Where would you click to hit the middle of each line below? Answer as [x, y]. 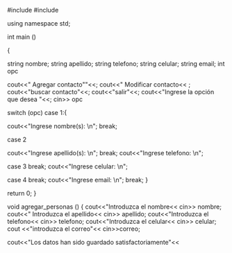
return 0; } [22, 193]
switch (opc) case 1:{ [37, 113]
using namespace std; [39, 23]
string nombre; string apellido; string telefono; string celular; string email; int [116, 64]
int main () [22, 37]
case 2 [17, 139]
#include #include [33, 10]
